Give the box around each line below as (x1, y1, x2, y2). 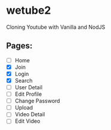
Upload (14, 104, 33, 111)
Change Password (14, 97, 60, 105)
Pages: (6, 41, 33, 51)
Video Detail (14, 111, 45, 118)
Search (14, 77, 33, 84)
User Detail (14, 84, 43, 90)
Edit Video (14, 117, 41, 125)
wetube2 (6, 4, 51, 17)
